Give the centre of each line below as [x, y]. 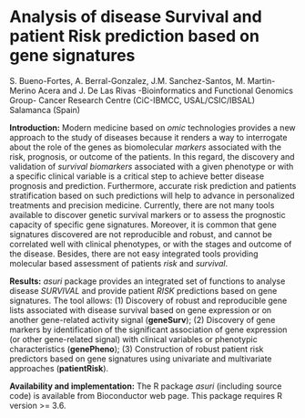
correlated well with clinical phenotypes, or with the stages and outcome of [151, 244]
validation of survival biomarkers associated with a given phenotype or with [152, 166]
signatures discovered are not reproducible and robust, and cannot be [141, 234]
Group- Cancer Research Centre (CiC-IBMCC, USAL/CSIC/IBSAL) [132, 100]
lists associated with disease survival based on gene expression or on [141, 310]
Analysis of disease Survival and [136, 17]
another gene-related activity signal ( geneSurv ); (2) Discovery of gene [142, 319]
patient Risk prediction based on [134, 36]
